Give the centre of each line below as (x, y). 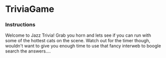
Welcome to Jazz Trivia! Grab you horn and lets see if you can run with (78, 35)
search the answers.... (28, 51)
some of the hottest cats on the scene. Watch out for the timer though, (78, 41)
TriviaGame (30, 9)
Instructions (20, 25)
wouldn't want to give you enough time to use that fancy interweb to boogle (83, 46)
